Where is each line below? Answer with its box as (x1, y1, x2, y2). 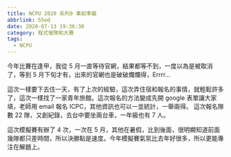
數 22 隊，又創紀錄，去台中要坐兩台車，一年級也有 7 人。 (7, 111, 170, 119)
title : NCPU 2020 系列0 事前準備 (7, 10, 97, 17)
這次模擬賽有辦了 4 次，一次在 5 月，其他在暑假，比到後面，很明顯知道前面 (7, 125, 221, 134)
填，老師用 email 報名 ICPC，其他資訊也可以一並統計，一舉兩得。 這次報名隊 (7, 103, 224, 110)
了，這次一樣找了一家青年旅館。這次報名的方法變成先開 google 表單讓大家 (7, 94, 217, 102)
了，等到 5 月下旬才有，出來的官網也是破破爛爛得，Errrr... (7, 70, 170, 78)
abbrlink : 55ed (7, 17, 51, 23)
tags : (7, 36, 23, 43)
